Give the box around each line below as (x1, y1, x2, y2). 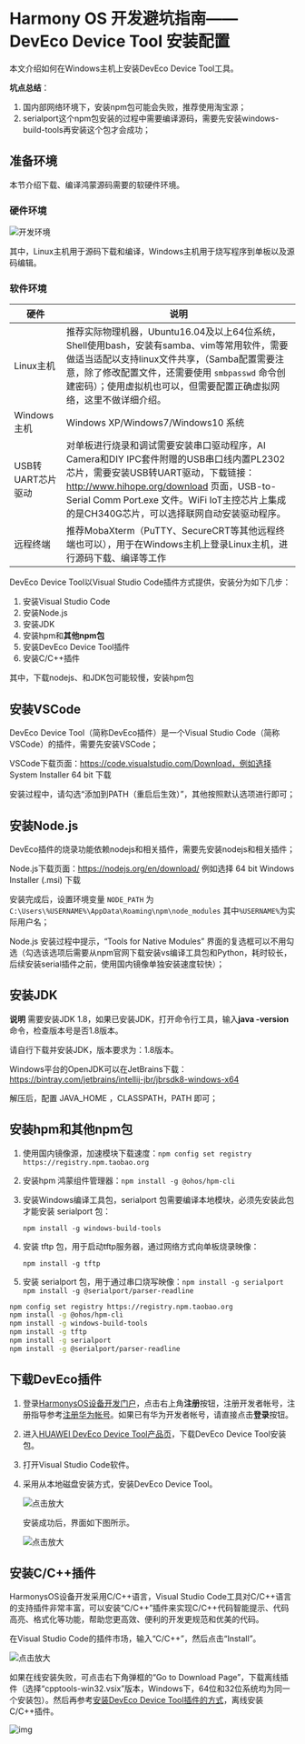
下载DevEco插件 (9, 1372, 102, 1388)
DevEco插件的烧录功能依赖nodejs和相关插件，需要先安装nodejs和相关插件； (9, 843, 296, 855)
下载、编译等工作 (93, 552, 167, 565)
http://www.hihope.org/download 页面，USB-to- (66, 480, 277, 493)
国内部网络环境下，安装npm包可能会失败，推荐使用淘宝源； (22, 101, 247, 112)
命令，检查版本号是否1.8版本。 (9, 1025, 124, 1036)
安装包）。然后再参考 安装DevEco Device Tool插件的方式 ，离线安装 (16, 1695, 264, 1706)
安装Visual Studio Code (22, 596, 111, 607)
